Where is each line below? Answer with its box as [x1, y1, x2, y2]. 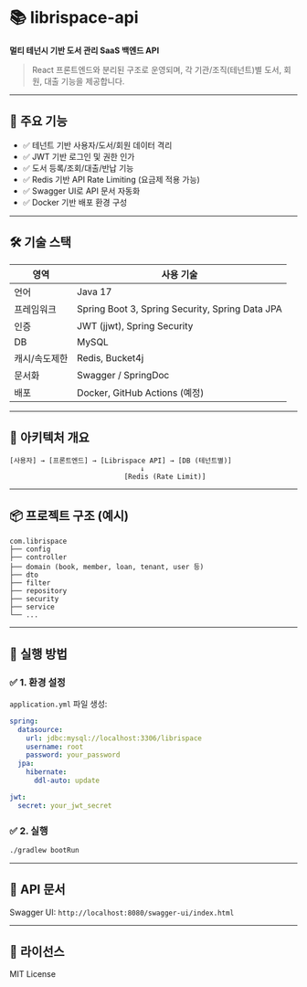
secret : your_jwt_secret [17, 801, 112, 810]
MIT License [9, 969, 57, 980]
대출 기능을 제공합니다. [44, 75, 125, 87]
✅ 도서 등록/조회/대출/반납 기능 [22, 162, 134, 174]
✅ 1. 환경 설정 [9, 675, 66, 688]
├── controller [9, 553, 68, 562]
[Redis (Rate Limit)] [123, 472, 206, 482]
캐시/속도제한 [14, 352, 69, 365]
